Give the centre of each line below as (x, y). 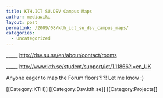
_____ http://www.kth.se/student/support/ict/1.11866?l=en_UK (79, 66)
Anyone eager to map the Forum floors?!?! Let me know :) (75, 78)
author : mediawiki (28, 17)
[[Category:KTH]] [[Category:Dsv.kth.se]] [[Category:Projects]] (82, 89)
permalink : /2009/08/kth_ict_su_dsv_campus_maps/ (68, 28)
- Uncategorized (31, 38)
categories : (20, 33)
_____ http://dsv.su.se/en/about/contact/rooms (62, 55)
